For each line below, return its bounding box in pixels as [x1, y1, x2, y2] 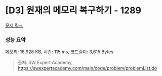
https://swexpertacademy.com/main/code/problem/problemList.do [17, 65, 157, 71]
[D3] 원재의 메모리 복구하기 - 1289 [5, 5, 142, 16]
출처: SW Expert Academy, [17, 59, 73, 66]
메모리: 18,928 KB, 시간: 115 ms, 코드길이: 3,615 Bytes [5, 49, 114, 55]
